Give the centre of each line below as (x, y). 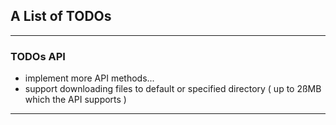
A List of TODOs (61, 16)
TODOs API (38, 56)
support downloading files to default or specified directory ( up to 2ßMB (173, 89)
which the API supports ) (75, 100)
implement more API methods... (89, 78)
